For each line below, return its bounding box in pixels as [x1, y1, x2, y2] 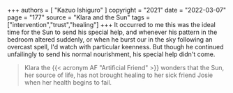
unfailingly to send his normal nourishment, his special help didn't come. [7, 50, 216, 58]
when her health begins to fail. [24, 78, 112, 86]
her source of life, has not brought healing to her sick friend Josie [24, 71, 213, 79]
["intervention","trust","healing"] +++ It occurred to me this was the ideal [7, 21, 216, 28]
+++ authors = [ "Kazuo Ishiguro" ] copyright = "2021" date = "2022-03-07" [7, 6, 227, 14]
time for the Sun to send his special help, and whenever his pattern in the [7, 28, 218, 36]
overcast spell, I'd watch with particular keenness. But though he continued [7, 43, 225, 51]
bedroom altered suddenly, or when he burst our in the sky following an [7, 35, 213, 44]
